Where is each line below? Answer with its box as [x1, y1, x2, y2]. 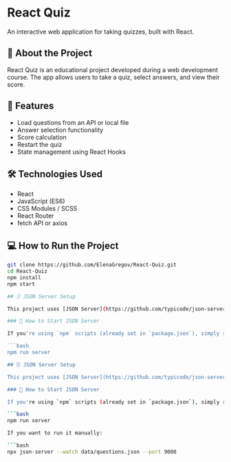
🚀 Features [7, 100, 54, 112]
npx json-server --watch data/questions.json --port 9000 [7, 448, 177, 455]
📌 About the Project [7, 47, 93, 59]
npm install [7, 274, 41, 281]
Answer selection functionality [16, 126, 104, 134]
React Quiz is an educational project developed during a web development [7, 65, 219, 73]
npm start [7, 280, 36, 288]
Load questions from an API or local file [16, 118, 129, 126]
